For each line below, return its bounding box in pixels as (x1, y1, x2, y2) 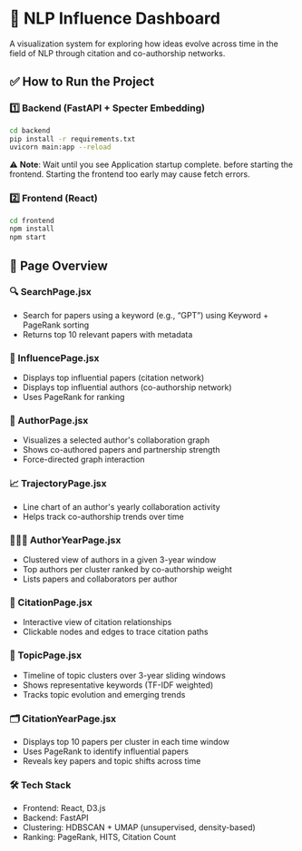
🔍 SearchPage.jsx (9, 286, 93, 298)
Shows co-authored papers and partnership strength (22, 445, 220, 455)
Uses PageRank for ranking (22, 392, 125, 403)
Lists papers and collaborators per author (22, 573, 178, 584)
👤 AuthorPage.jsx (9, 415, 89, 427)
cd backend (9, 126, 51, 135)
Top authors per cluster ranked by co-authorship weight (22, 564, 233, 575)
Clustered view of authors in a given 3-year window (22, 554, 217, 565)
